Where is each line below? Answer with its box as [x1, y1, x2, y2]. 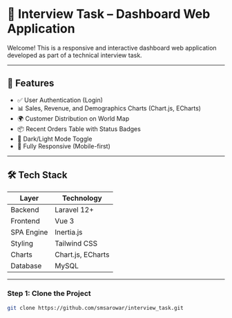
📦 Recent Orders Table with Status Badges [17, 124, 142, 133]
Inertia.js [55, 227, 83, 237]
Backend [10, 205, 39, 215]
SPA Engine [10, 227, 48, 237]
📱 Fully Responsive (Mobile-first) [17, 141, 110, 150]
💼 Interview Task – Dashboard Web [7, 6, 211, 22]
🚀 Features [7, 77, 55, 89]
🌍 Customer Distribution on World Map [17, 114, 130, 123]
